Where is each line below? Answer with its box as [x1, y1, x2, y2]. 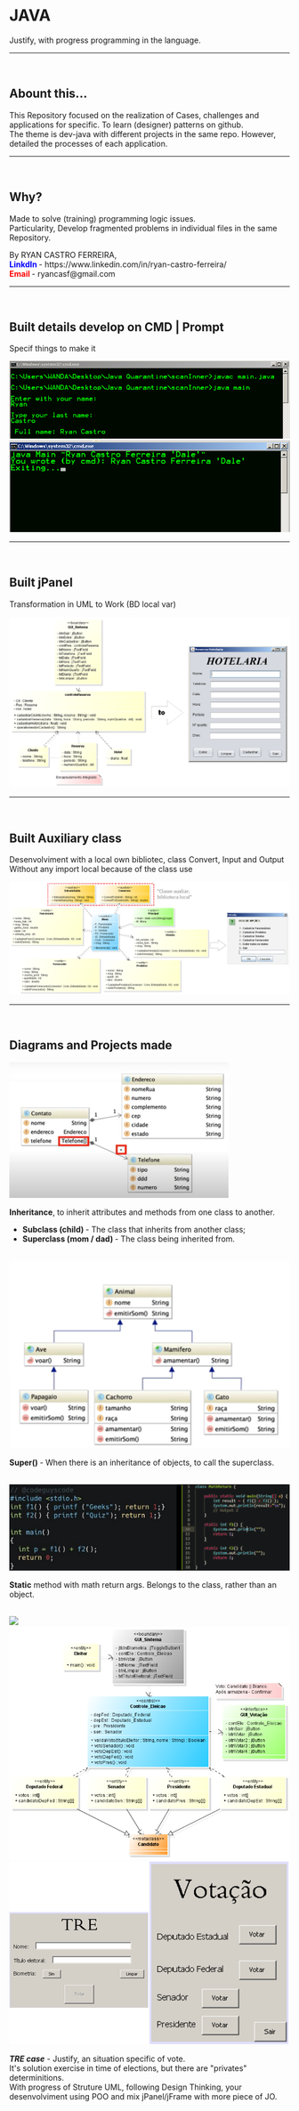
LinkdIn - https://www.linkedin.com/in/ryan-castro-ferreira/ [9, 259, 227, 270]
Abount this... [9, 86, 87, 101]
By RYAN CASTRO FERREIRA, [9, 249, 117, 260]
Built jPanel [9, 575, 73, 590]
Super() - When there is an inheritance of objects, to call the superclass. [9, 1457, 274, 1468]
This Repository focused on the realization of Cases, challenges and [9, 109, 260, 120]
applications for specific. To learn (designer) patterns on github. [9, 119, 244, 130]
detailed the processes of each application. [9, 138, 168, 149]
